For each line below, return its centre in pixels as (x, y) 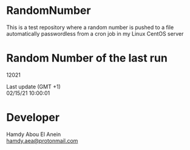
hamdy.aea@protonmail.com (42, 140)
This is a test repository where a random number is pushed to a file (90, 27)
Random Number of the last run (87, 58)
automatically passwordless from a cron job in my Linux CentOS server (95, 33)
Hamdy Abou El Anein (34, 134)
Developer (33, 118)
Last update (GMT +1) (33, 86)
